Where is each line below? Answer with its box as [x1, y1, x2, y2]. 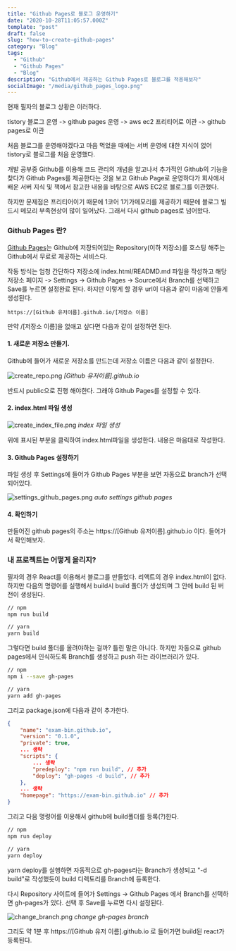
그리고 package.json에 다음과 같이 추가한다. [7, 706, 129, 714]
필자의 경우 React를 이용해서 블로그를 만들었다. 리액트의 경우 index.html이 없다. [7, 572, 227, 581]
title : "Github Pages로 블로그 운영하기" [7, 10, 119, 18]
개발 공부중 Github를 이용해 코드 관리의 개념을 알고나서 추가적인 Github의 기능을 [7, 165, 228, 173]
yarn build [7, 630, 39, 638]
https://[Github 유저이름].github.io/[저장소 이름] [7, 309, 149, 316]
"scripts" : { [20, 753, 58, 760]
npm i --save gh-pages [7, 673, 74, 680]
